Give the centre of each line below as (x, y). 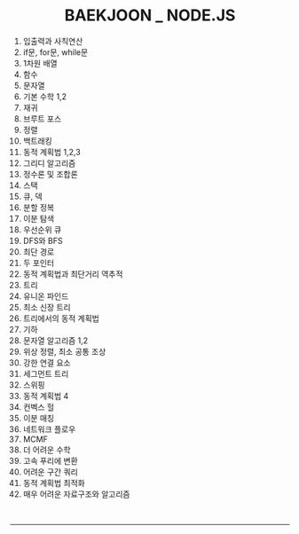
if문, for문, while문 (55, 52)
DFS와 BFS (43, 240)
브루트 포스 (42, 118)
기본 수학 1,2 (45, 96)
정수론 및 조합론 (50, 174)
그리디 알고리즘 (49, 163)
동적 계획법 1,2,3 (51, 152)
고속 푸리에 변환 (50, 460)
